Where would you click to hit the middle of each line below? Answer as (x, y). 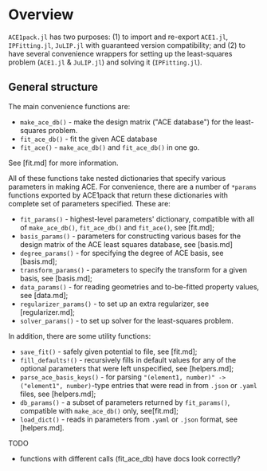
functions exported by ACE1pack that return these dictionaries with (118, 195)
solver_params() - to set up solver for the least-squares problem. (126, 320)
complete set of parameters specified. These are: (90, 203)
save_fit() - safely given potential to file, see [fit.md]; (108, 351)
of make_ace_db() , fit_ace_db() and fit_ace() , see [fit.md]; (117, 227)
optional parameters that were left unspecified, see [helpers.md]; (126, 368)
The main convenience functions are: (69, 106)
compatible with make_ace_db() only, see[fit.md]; (99, 410)
